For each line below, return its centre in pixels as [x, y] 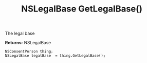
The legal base [20, 33]
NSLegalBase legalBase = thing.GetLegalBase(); [55, 56]
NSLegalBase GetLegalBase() [82, 9]
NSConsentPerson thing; [29, 51]
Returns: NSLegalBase [28, 43]
